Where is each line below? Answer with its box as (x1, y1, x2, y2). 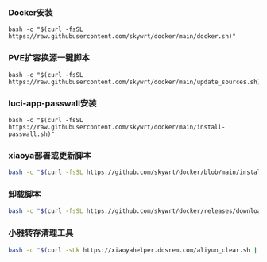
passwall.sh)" (8, 129, 56, 138)
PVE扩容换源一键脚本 (8, 52, 90, 64)
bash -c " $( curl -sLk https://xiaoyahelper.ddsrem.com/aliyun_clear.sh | (8, 246, 258, 254)
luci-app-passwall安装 (8, 98, 97, 109)
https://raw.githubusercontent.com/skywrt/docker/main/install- (8, 123, 226, 131)
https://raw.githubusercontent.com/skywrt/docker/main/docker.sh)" (8, 33, 237, 40)
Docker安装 (8, 6, 53, 17)
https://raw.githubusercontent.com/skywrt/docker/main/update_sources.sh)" (8, 78, 265, 86)
